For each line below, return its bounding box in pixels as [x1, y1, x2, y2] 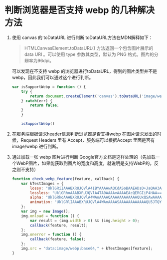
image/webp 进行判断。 [11, 143, 61, 149]
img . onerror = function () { [21, 232, 82, 237]
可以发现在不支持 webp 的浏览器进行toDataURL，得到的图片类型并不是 [11, 68, 158, 74]
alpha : [30, 195, 44, 200]
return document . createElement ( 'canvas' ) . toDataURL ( [30, 93, 142, 99]
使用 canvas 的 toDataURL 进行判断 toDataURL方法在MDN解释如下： [11, 34, 153, 40]
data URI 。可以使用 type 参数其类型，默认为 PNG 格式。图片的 [24, 51, 154, 57]
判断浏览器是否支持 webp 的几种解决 [4, 4, 155, 16]
